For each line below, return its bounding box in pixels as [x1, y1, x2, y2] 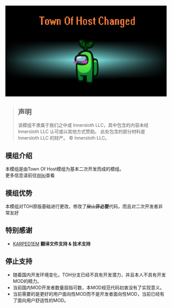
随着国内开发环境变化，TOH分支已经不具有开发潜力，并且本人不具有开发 [12, 272, 166, 278]
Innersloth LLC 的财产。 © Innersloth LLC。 [17, 135, 110, 141]
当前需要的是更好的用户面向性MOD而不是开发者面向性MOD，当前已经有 [12, 291, 165, 297]
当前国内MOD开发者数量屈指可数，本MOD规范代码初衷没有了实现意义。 [12, 284, 165, 291]
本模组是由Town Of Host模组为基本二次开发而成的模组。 [5, 166, 124, 172]
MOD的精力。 [12, 278, 42, 284]
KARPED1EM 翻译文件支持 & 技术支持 [12, 240, 91, 247]
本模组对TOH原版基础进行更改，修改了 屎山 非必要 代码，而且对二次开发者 [5, 203, 159, 209]
